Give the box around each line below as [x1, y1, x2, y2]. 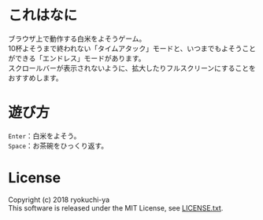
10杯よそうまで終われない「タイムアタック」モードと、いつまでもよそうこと [8, 43, 256, 53]
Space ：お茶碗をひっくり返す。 [8, 141, 109, 150]
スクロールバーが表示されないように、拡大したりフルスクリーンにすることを [8, 63, 256, 72]
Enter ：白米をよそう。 [8, 130, 81, 141]
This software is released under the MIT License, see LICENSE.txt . [8, 203, 224, 212]
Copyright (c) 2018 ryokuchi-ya [8, 195, 110, 204]
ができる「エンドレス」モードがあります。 [8, 53, 146, 63]
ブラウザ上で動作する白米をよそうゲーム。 [8, 34, 146, 43]
